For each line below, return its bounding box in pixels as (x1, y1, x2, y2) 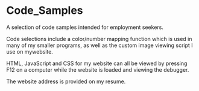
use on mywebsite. (6, 48, 53, 55)
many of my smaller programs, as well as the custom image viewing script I (6, 42, 193, 49)
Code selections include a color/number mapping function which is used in (6, 35, 192, 42)
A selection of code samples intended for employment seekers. (6, 24, 164, 31)
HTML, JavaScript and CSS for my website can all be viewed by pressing (6, 60, 188, 67)
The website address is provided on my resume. (6, 78, 126, 85)
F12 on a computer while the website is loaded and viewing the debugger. (6, 66, 189, 73)
